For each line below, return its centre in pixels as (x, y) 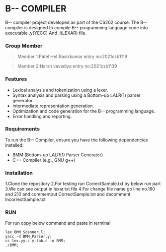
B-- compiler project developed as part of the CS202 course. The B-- (76, 22)
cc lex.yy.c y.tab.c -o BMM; (35, 241)
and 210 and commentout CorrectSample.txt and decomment (68, 194)
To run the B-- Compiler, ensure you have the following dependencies (77, 140)
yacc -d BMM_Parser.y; (29, 237)
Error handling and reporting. (42, 116)
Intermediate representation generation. (53, 106)
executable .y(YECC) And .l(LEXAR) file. (46, 33)
